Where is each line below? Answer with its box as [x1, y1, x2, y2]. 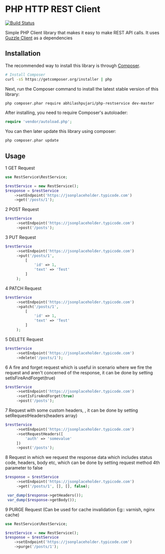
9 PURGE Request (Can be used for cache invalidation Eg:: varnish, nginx [5, 506, 155, 512]
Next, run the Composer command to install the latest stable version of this [5, 86, 159, 92]
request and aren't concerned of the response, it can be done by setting [5, 369, 153, 375]
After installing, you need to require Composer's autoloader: [5, 110, 128, 115]
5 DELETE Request [5, 336, 44, 342]
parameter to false [5, 465, 43, 471]
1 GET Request [5, 165, 35, 171]
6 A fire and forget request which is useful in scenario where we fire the [5, 364, 153, 370]
